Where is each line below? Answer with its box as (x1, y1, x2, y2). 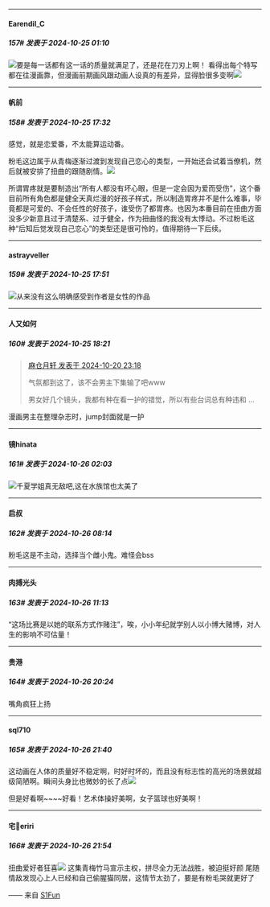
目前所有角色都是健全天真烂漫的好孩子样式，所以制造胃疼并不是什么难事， (8, 194, 255, 204)
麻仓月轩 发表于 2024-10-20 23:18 (27, 361, 142, 370)
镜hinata (8, 439, 38, 449)
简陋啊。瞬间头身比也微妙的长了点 (14, 777, 129, 786)
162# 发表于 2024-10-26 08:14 (8, 529, 112, 538)
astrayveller (8, 250, 50, 260)
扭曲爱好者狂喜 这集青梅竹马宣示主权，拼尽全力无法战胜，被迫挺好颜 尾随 (8, 863, 260, 872)
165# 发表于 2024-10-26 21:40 (8, 744, 112, 754)
